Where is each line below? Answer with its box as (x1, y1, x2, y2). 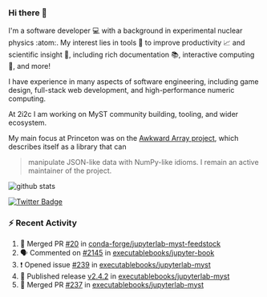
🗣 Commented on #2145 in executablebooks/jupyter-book (19, 247, 215, 257)
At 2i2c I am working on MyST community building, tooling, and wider (8, 110, 239, 119)
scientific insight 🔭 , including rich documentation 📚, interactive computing (8, 50, 255, 59)
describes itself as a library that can (8, 142, 127, 151)
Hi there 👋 (8, 7, 48, 18)
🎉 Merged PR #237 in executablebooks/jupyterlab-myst (19, 279, 204, 289)
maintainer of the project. (27, 166, 112, 175)
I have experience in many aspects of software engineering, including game (8, 77, 259, 86)
